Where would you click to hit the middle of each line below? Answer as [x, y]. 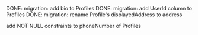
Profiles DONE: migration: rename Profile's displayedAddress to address [94, 15]
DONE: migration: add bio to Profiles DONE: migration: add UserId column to [99, 8]
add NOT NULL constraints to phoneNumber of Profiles [74, 26]
